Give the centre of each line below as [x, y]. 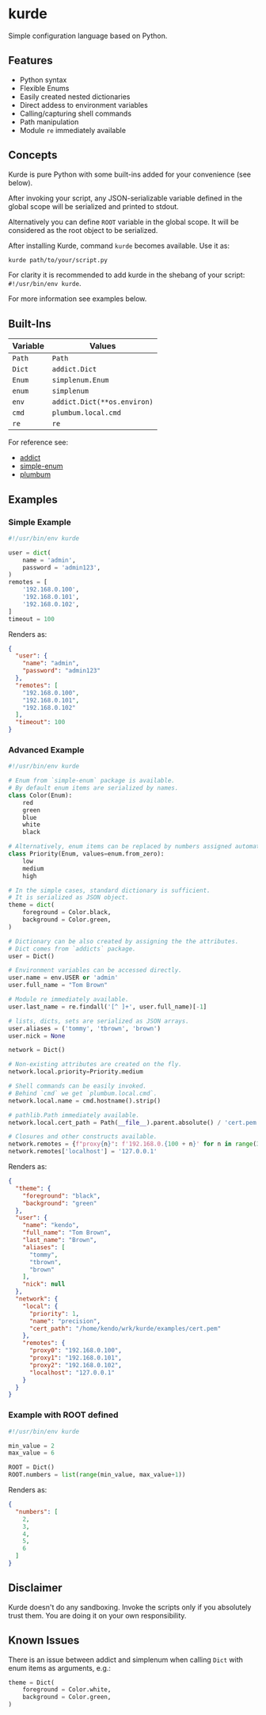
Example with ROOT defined [63, 1415]
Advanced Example [46, 749]
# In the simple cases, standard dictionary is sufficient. [110, 890]
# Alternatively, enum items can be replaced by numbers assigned [120, 847]
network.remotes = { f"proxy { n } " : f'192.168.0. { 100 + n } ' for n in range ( [133, 1144]
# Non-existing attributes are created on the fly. [95, 1065]
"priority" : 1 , [54, 1313]
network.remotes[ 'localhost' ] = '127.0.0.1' [83, 1152]
